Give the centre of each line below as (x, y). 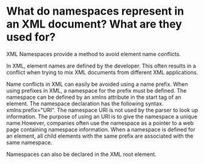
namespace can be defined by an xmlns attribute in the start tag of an (94, 97)
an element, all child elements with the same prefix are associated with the (100, 136)
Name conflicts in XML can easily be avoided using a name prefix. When (97, 84)
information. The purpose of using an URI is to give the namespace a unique (102, 116)
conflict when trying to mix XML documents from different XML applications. (102, 72)
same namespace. (30, 142)
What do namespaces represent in (95, 11)
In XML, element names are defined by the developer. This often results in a (101, 66)
